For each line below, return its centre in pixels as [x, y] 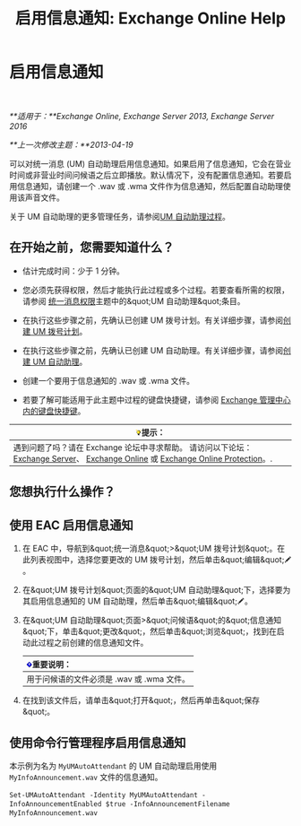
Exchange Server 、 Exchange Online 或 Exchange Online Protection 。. [143, 458]
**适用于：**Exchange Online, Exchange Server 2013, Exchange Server [142, 116]
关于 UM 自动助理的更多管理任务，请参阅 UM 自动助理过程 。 [120, 216]
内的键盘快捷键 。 [54, 411]
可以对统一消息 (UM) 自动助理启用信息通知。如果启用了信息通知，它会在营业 [150, 163]
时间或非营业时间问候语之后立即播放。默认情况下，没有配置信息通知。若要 [146, 175]
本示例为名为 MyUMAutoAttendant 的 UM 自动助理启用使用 [113, 766]
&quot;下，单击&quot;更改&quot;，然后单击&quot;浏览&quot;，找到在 [150, 631]
